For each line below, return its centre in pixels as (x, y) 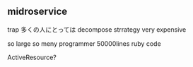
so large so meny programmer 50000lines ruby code (84, 43)
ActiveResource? (32, 57)
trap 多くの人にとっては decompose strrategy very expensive (97, 29)
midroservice (37, 12)
